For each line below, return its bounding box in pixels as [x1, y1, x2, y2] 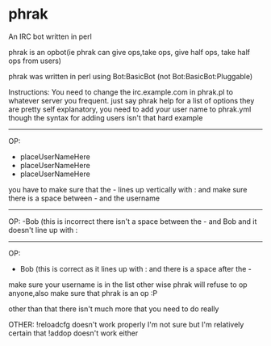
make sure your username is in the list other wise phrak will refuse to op [8, 280, 248, 289]
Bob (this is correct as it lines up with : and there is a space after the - [19, 264, 252, 273]
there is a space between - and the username [8, 193, 160, 203]
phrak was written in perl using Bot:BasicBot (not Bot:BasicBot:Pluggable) [8, 71, 253, 81]
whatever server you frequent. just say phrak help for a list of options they [8, 95, 255, 105]
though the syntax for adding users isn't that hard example [8, 112, 203, 122]
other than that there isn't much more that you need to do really [8, 304, 219, 314]
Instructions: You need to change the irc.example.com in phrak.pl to [8, 86, 234, 97]
